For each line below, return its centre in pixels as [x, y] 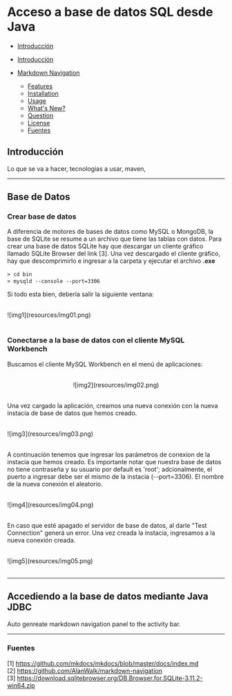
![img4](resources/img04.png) [50, 504]
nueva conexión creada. [41, 540]
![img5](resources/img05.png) [50, 560]
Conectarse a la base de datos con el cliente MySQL [96, 340]
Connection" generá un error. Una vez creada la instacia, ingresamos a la [111, 533]
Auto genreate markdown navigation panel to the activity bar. [94, 624]
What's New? [46, 108]
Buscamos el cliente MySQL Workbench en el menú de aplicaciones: [105, 364]
